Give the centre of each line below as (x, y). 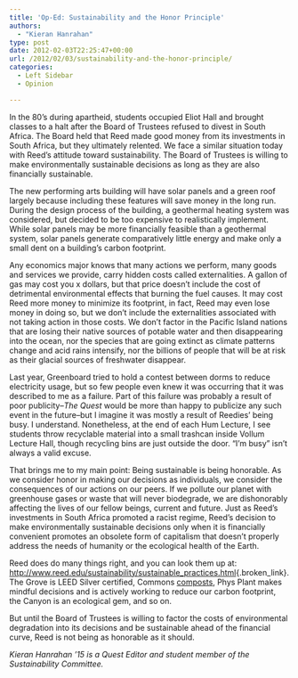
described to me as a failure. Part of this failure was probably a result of (141, 396)
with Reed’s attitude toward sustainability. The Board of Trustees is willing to (149, 155)
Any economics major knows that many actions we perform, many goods (143, 265)
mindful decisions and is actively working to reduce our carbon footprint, (143, 591)
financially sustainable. (51, 174)
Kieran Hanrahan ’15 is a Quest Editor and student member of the (129, 654)
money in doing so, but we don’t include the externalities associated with (143, 312)
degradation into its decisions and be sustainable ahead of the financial (140, 627)
